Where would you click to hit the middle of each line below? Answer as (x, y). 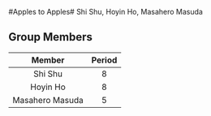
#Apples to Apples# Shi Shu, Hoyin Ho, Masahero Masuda (105, 12)
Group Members (51, 37)
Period (104, 60)
